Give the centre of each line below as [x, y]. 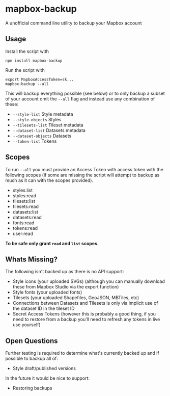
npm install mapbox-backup [34, 61]
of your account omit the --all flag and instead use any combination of [80, 99]
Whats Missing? [31, 259]
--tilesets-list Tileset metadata [48, 125]
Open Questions [32, 341]
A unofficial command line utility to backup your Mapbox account [74, 23]
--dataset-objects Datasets [42, 136]
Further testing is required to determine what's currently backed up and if [82, 353]
